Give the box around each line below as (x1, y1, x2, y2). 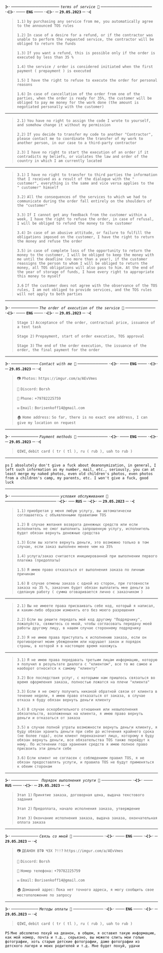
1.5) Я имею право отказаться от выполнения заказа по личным (16, 567, 145, 572)
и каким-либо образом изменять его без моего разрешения (16, 608, 135, 613)
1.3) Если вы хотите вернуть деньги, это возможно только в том (16, 540, 149, 545)
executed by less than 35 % (16, 55, 74, 60)
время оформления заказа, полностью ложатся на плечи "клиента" (16, 680, 150, 684)
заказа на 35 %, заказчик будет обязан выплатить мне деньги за (16, 585, 150, 590)
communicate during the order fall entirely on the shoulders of (16, 199, 152, 204)
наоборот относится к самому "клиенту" (16, 666, 98, 671)
